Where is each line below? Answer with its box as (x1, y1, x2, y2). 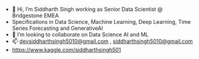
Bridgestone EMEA (11, 12, 59, 19)
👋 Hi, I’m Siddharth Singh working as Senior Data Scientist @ (11, 6, 163, 13)
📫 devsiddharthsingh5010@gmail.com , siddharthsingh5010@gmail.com (11, 38, 193, 45)
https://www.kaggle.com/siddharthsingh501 (11, 46, 121, 53)
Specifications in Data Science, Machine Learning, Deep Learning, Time (11, 18, 191, 25)
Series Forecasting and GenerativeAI (11, 24, 104, 32)
